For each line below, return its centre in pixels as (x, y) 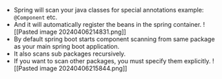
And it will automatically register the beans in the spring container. (108, 24)
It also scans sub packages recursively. (70, 54)
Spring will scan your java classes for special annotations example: (109, 10)
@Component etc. (35, 17)
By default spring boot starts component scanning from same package (114, 39)
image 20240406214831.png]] (83, 32)
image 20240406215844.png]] (83, 68)
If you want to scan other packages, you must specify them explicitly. (112, 61)
